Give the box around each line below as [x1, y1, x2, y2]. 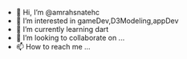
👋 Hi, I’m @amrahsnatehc [15, 8, 100, 17]
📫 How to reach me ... [15, 42, 91, 51]
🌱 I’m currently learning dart [15, 25, 109, 33]
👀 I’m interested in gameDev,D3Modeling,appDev [15, 16, 179, 26]
